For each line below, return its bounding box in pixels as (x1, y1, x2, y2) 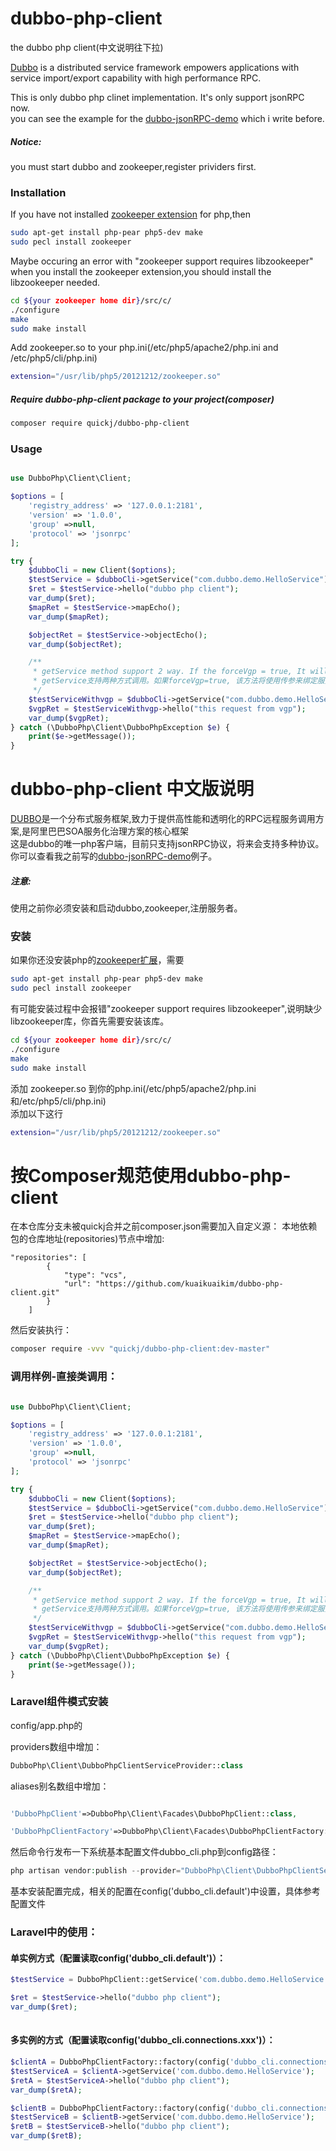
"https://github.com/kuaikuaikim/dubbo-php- (95, 1279, 284, 1289)
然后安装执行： (10, 1324, 72, 1336)
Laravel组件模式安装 (10, 1695, 109, 1709)
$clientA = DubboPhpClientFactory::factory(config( (10, 2057, 230, 2067)
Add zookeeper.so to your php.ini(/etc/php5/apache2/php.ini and (10, 342, 279, 354)
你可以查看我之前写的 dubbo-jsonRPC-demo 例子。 (10, 850, 218, 862)
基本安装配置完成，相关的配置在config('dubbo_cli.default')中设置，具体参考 (10, 1885, 321, 1897)
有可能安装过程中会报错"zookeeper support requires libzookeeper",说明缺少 (10, 1003, 323, 1015)
